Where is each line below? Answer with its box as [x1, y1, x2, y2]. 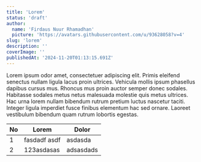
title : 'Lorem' [6, 9, 45, 15]
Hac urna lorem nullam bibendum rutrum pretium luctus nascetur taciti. [6, 98, 186, 105]
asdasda [66, 136, 91, 144]
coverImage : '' [6, 49, 45, 55]
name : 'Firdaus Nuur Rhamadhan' [12, 26, 95, 33]
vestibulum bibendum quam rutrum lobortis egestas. [6, 110, 139, 118]
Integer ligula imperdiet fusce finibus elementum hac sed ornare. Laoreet [6, 104, 191, 111]
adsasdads [66, 145, 98, 154]
